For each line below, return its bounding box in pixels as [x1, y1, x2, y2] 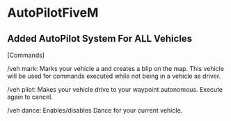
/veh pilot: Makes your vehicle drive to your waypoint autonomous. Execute [7, 86, 223, 93]
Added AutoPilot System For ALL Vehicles [7, 33, 193, 45]
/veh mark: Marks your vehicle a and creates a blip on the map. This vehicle [7, 65, 225, 72]
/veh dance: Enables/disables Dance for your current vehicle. [7, 106, 183, 114]
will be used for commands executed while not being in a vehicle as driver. [7, 72, 221, 80]
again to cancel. [7, 92, 54, 101]
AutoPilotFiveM [7, 5, 99, 21]
